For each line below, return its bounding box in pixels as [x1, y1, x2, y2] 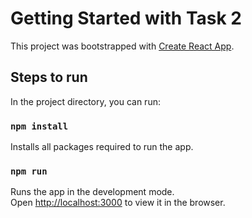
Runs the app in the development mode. [10, 186, 175, 198]
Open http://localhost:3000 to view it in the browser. [10, 197, 226, 209]
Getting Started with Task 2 [10, 7, 242, 30]
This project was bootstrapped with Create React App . [10, 40, 235, 52]
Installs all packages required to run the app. [10, 141, 194, 153]
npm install [10, 120, 69, 132]
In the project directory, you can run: [10, 95, 161, 107]
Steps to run [10, 69, 88, 86]
